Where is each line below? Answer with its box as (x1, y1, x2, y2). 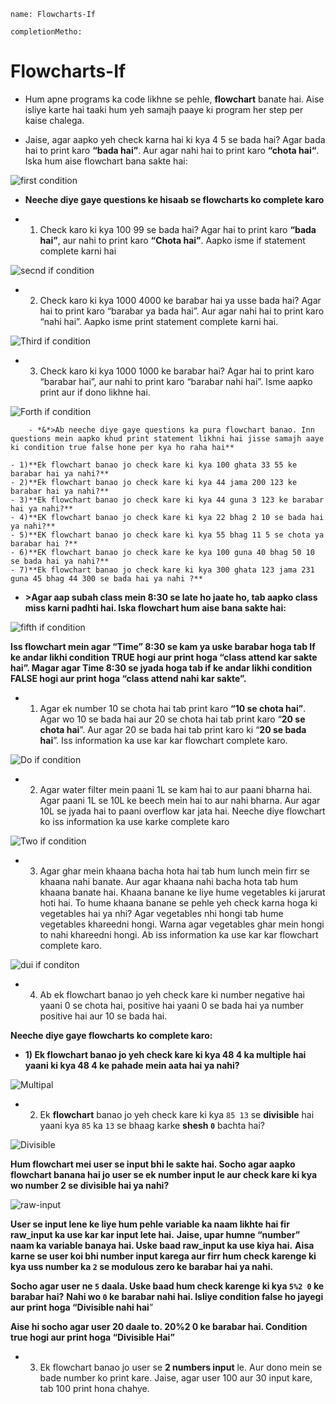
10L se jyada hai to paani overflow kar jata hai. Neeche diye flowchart (39, 805, 326, 817)
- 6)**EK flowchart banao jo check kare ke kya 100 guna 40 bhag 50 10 (10, 547, 315, 557)
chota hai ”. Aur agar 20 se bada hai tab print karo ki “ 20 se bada (39, 723, 307, 735)
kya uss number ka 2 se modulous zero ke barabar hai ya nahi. (10, 1260, 274, 1272)
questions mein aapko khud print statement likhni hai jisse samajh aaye (10, 433, 325, 444)
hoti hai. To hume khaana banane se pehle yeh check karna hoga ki (39, 896, 318, 909)
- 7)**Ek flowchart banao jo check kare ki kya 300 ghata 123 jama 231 (10, 565, 315, 575)
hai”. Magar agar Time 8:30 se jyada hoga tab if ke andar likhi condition (10, 661, 313, 674)
